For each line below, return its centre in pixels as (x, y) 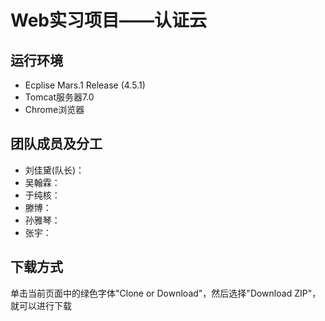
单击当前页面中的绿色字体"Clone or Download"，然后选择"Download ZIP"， (166, 293)
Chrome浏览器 (54, 109)
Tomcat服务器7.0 (59, 97)
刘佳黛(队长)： (54, 170)
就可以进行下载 (41, 305)
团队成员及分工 (56, 144)
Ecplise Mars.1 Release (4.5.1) (85, 85)
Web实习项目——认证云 (108, 20)
